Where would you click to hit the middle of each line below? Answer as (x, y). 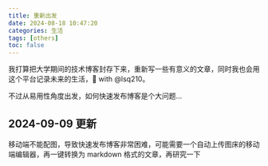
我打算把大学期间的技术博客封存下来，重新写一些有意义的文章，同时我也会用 (134, 69)
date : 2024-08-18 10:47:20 (53, 23)
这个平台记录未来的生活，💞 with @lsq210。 (79, 79)
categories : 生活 (36, 30)
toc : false (26, 45)
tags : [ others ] (33, 38)
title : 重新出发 (33, 16)
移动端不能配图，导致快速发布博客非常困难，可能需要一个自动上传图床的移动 (134, 144)
